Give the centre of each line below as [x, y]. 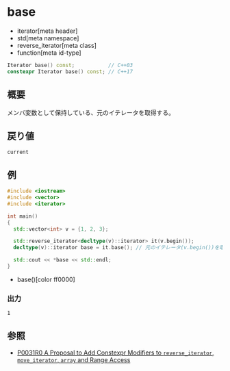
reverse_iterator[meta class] [57, 45]
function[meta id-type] [49, 53]
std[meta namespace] [48, 38]
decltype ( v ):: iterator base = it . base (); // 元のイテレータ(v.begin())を [116, 248]
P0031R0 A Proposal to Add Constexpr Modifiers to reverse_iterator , [115, 353]
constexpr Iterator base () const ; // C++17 [70, 72]
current [18, 152]
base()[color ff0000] [46, 279]
